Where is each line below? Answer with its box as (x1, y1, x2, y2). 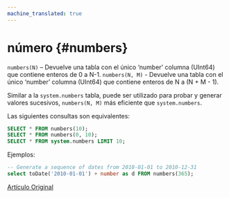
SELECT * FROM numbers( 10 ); (7, 125, 89, 132)
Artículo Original (7, 183, 54, 191)
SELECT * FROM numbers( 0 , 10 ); (7, 132, 98, 138)
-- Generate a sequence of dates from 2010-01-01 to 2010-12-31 (7, 164, 197, 171)
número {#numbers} (7, 39, 128, 55)
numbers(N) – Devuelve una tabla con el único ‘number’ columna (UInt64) (7, 63, 215, 71)
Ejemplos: (7, 150, 36, 159)
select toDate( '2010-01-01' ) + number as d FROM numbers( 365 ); (7, 170, 194, 177)
